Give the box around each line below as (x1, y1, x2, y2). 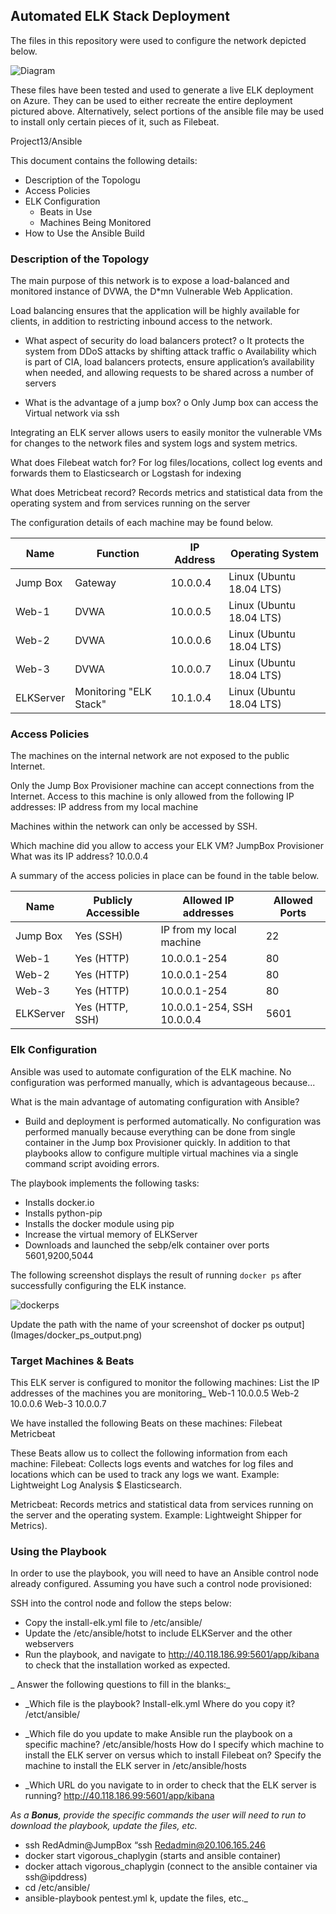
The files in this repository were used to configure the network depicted (10, 34, 307, 46)
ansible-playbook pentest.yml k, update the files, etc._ (24, 1892, 248, 1904)
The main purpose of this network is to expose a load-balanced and (10, 275, 290, 287)
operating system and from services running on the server (10, 497, 251, 509)
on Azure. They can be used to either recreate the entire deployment (10, 94, 293, 106)
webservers (24, 1638, 75, 1650)
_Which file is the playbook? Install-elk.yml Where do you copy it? (24, 1698, 296, 1710)
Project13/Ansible (10, 135, 83, 147)
